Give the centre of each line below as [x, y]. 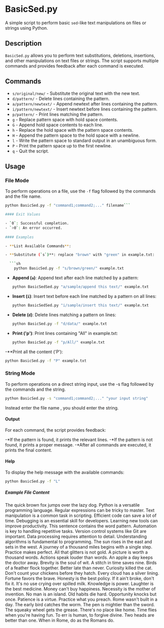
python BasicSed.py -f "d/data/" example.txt [59, 324]
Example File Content [27, 492]
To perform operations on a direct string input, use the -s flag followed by [79, 384]
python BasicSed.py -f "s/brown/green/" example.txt [69, 268]
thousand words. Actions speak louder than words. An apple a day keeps [79, 557]
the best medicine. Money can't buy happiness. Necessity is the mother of [81, 589]
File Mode [17, 180]
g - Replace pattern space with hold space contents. [65, 119]
